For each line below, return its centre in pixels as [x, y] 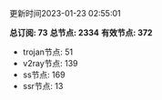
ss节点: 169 [44, 75]
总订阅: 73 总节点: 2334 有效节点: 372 [81, 33]
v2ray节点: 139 [50, 63]
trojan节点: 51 [48, 52]
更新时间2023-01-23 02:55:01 [65, 13]
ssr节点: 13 [43, 86]
